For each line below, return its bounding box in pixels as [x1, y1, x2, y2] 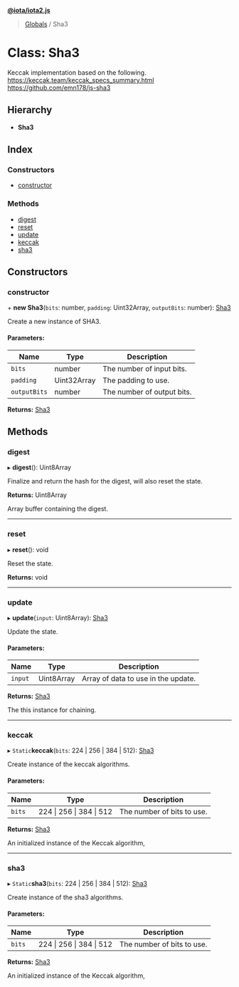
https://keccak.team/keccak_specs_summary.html [7, 75, 154, 84]
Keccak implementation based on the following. [7, 68, 147, 77]
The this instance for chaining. [7, 706, 97, 714]
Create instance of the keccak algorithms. [7, 760, 130, 768]
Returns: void [7, 573, 48, 581]
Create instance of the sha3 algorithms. [7, 893, 124, 902]
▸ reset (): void [7, 545, 49, 554]
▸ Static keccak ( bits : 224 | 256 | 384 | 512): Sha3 [7, 746, 154, 755]
